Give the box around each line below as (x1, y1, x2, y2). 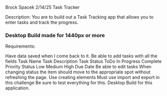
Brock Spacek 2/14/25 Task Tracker (5, 5, 80, 10)
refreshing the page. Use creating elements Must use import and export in (5, 74, 160, 80)
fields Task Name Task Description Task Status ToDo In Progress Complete (5, 58, 162, 64)
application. (5, 85, 30, 91)
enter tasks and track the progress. (5, 20, 78, 25)
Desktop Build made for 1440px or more (5, 32, 105, 39)
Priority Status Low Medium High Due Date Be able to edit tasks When (5, 64, 152, 70)
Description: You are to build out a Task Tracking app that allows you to (5, 14, 154, 20)
